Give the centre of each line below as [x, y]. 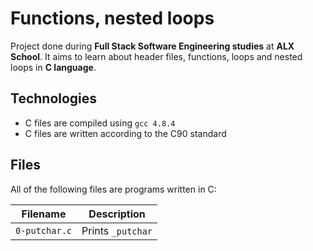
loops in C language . [53, 67]
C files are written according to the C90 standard [125, 133]
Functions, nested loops [112, 18]
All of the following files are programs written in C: [113, 189]
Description [117, 214]
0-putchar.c [44, 230]
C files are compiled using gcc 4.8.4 [100, 123]
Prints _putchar [117, 230]
